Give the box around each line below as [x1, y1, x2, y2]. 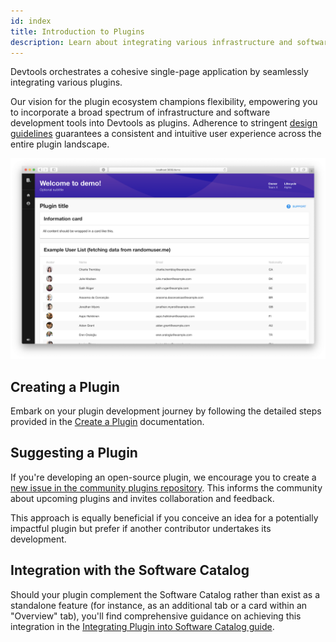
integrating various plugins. [10, 76, 123, 89]
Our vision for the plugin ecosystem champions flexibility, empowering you [10, 96, 318, 108]
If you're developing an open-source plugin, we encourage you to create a [10, 471, 317, 483]
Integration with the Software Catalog [10, 562, 250, 579]
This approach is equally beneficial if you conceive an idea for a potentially [10, 511, 319, 524]
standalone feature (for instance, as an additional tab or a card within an [10, 599, 308, 611]
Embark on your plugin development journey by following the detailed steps [10, 405, 322, 417]
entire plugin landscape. [10, 138, 110, 150]
